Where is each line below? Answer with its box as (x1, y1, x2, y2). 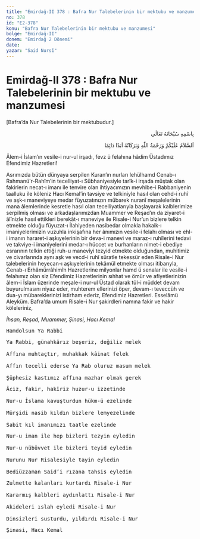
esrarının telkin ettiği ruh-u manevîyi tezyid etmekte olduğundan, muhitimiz (6, 247, 189, 254)
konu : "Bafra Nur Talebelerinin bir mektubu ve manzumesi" (6, 25, 156, 32)
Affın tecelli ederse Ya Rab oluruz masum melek (6, 362, 151, 369)
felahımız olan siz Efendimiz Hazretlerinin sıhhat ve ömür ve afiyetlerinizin (6, 272, 186, 279)
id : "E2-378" (6, 20, 39, 26)
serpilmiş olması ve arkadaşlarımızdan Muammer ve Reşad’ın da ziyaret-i (6, 209, 185, 216)
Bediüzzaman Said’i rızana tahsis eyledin (6, 468, 132, 475)
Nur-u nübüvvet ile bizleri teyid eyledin (6, 444, 132, 451)
